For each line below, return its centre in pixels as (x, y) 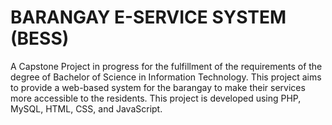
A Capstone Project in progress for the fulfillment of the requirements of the (166, 66)
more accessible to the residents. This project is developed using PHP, (156, 98)
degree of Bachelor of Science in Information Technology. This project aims (166, 77)
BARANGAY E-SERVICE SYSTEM (148, 17)
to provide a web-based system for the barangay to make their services (158, 87)
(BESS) (40, 38)
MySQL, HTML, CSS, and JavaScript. (86, 108)
